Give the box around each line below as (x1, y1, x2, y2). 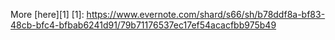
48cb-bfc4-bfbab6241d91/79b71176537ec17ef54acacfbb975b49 (10, 19, 277, 31)
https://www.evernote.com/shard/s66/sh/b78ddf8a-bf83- (86, 9, 326, 20)
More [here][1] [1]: (10, 9, 85, 20)
